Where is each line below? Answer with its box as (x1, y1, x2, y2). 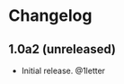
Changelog (8, 5, 93, 26)
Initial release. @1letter (21, 65, 105, 76)
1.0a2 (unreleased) (8, 42, 117, 57)
